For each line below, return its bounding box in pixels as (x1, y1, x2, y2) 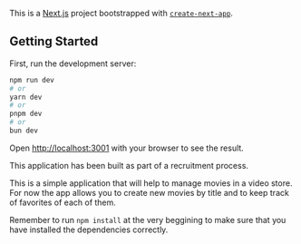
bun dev (9, 126, 39, 135)
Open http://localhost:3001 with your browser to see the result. (9, 142, 245, 153)
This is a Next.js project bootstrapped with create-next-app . (9, 8, 234, 18)
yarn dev (9, 93, 43, 102)
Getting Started (9, 34, 99, 49)
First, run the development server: (9, 58, 137, 69)
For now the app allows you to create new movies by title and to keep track (9, 187, 290, 198)
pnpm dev (9, 109, 43, 119)
